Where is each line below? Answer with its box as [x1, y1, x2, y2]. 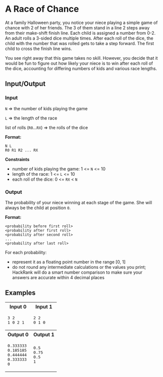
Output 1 [33, 331, 55, 338]
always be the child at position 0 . [5, 205, 71, 211]
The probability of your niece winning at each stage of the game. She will [5, 199, 152, 205]
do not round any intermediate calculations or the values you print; [12, 264, 146, 270]
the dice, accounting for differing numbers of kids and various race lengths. [5, 65, 157, 71]
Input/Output [5, 80, 46, 88]
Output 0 [7, 331, 29, 338]
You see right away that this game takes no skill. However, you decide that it [5, 55, 158, 61]
